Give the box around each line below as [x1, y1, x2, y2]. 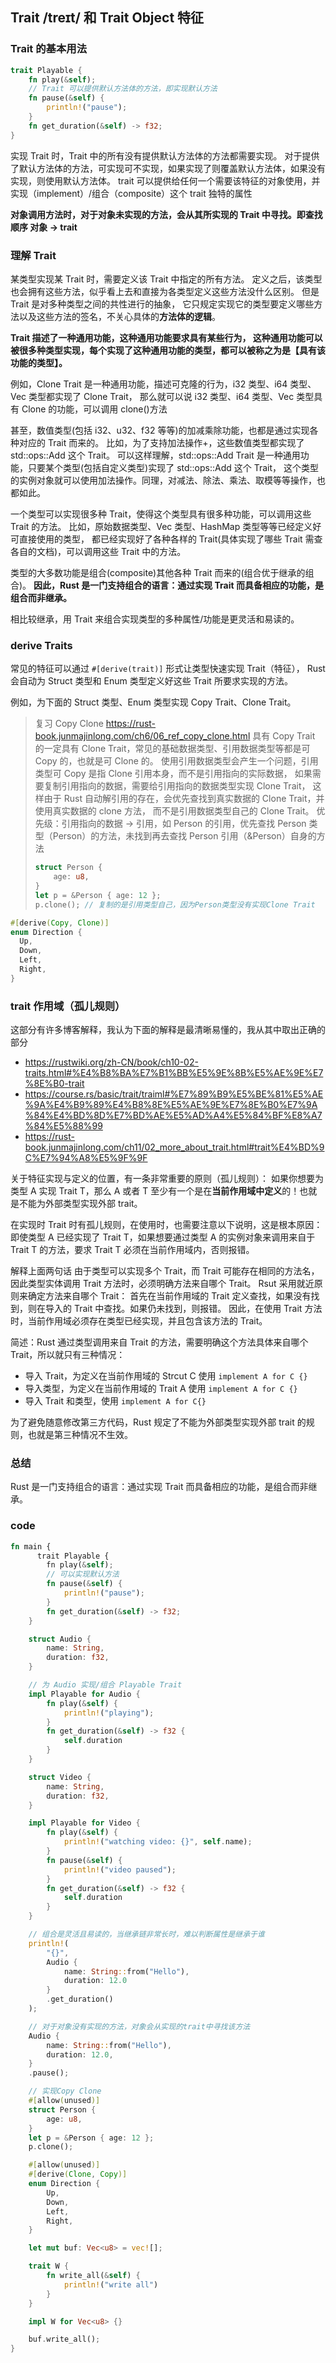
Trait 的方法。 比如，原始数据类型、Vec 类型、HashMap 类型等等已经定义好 [10, 520, 322, 532]
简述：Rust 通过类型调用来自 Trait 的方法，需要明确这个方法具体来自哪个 [10, 1336, 309, 1348]
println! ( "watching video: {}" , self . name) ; [63, 1837, 253, 1847]
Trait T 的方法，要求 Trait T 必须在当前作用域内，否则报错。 [10, 1244, 255, 1256]
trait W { [28, 2261, 70, 2272]
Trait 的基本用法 [10, 42, 88, 56]
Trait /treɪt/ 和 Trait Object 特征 [10, 9, 205, 27]
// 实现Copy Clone [28, 2086, 102, 2097]
